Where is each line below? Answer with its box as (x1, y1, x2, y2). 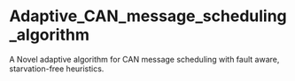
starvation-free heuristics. (9, 63, 105, 74)
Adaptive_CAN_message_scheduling (9, 6, 288, 26)
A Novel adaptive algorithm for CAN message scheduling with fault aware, (9, 54, 280, 64)
